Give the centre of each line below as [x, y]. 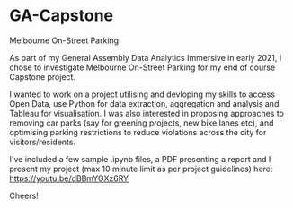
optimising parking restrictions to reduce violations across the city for [138, 132]
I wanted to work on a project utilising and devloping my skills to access [142, 94]
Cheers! [24, 195]
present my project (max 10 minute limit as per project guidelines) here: [141, 169]
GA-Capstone [62, 16]
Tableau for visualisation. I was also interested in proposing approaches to [147, 113]
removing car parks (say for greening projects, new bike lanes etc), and [142, 123]
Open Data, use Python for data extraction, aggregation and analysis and [144, 103]
